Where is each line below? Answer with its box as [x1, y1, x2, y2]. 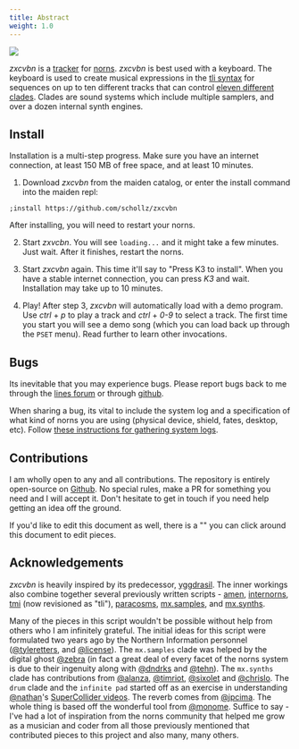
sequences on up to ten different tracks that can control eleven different [9, 81, 274, 92]
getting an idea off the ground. [9, 502, 122, 513]
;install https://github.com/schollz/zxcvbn [9, 204, 178, 213]
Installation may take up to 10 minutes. [21, 283, 163, 294]
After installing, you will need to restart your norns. [9, 220, 195, 231]
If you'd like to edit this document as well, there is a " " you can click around [9, 520, 287, 531]
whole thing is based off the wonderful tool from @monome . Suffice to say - [9, 701, 290, 711]
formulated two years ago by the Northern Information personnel [9, 634, 248, 645]
